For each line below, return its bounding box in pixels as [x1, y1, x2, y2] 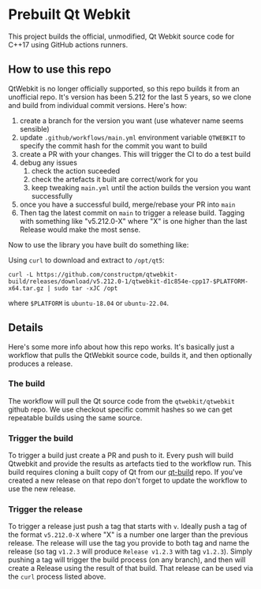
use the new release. [8, 484, 76, 494]
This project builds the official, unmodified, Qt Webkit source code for [8, 32, 235, 41]
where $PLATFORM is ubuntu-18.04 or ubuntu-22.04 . [8, 298, 170, 308]
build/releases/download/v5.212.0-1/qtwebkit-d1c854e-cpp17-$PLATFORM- [8, 278, 248, 285]
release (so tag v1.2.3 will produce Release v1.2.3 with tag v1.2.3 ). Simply [8, 546, 252, 557]
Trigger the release [8, 504, 83, 515]
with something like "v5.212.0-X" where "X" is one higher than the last [19, 216, 248, 226]
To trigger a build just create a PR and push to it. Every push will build [8, 451, 234, 460]
